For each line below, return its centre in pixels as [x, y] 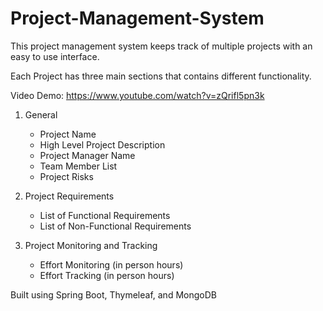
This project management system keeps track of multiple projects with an [161, 46]
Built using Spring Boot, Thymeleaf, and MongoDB [113, 294]
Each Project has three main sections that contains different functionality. [161, 76]
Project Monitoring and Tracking [91, 245]
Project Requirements [69, 196]
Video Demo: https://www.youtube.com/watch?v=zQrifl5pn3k [137, 95]
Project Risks [66, 176]
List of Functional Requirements [105, 215]
